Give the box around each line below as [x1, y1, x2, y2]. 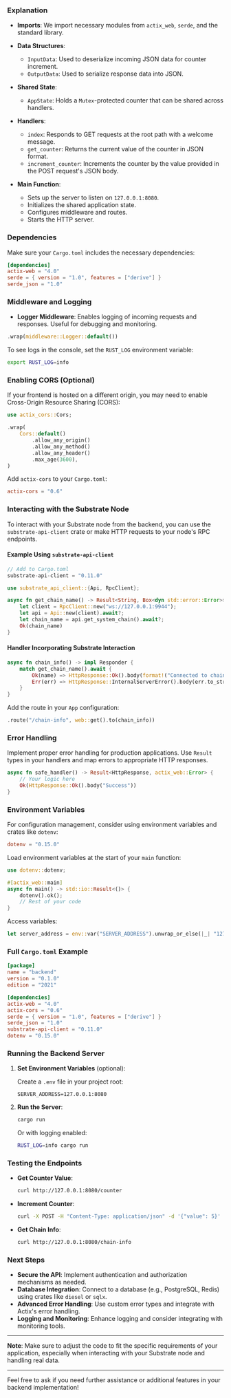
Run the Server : [16, 1103, 63, 1111]
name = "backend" [7, 969, 57, 976]
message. [27, 138, 56, 146]
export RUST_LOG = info [7, 359, 69, 366]
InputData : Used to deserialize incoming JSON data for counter [27, 55, 207, 63]
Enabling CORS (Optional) [7, 376, 95, 385]
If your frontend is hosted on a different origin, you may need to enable [7, 391, 208, 399]
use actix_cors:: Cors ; [7, 411, 72, 418]
